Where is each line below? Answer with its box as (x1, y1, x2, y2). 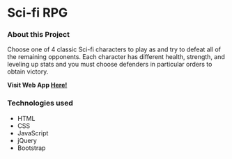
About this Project (7, 30, 70, 40)
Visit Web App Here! (7, 81, 68, 90)
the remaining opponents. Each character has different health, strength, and (7, 53, 225, 61)
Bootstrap (17, 144, 46, 152)
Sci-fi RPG (7, 5, 68, 21)
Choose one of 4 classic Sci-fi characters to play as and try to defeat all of (7, 45, 222, 53)
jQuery (17, 136, 37, 144)
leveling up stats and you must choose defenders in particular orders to (7, 60, 212, 69)
